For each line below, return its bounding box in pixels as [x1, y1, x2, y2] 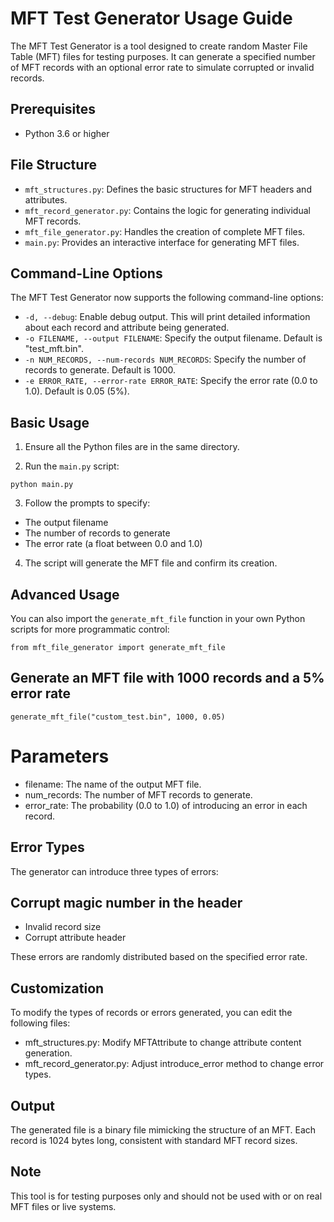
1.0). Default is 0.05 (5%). [24, 385, 130, 397]
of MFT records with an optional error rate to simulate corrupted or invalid [10, 61, 315, 73]
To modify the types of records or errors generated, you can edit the [10, 1007, 293, 1019]
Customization [10, 980, 105, 997]
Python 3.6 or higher [24, 127, 110, 139]
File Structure [10, 157, 97, 174]
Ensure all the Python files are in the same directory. [24, 441, 240, 453]
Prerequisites [10, 101, 96, 118]
